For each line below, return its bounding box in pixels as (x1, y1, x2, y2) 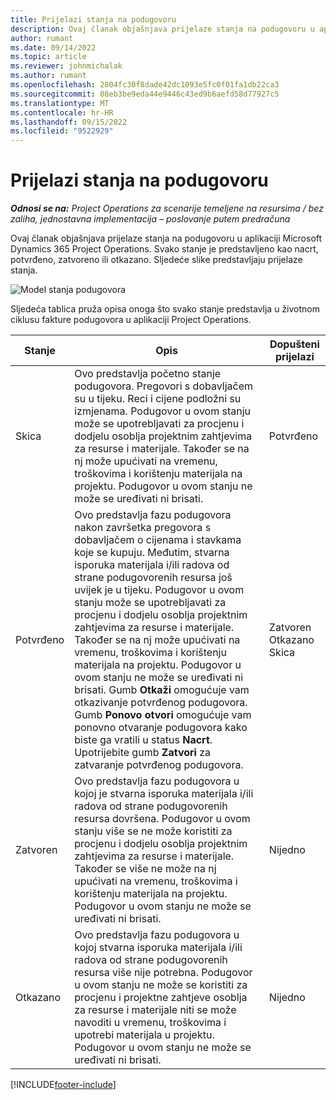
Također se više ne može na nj (74, 862, 217, 876)
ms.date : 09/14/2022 (10, 42, 97, 53)
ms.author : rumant (10, 71, 87, 81)
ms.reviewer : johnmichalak (10, 61, 123, 71)
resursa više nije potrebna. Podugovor (74, 966, 253, 980)
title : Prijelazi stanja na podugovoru (10, 14, 177, 25)
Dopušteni (269, 337, 320, 351)
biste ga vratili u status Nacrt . (74, 733, 213, 747)
